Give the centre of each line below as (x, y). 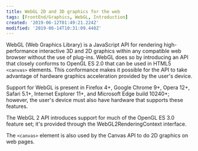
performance (22, 51)
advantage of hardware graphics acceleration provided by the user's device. (99, 76)
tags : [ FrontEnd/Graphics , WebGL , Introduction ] (67, 17)
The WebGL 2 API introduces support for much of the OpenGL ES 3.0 (90, 118)
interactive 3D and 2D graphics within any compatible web (110, 51)
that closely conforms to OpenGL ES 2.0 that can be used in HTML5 (89, 64)
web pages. (20, 142)
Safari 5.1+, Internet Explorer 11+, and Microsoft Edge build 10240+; (88, 94)
